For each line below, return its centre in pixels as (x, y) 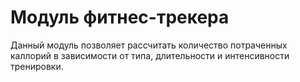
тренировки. (37, 66)
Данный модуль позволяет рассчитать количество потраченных (149, 45)
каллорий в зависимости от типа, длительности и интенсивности (150, 55)
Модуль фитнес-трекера (120, 17)
